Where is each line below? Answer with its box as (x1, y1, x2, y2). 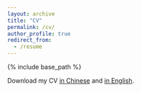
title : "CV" (7, 17, 42, 24)
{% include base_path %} (7, 63, 82, 71)
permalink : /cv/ (7, 23, 55, 30)
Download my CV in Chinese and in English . (7, 76, 135, 85)
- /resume (13, 43, 42, 50)
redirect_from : (7, 37, 52, 44)
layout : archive (7, 10, 55, 18)
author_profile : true (7, 30, 71, 38)
